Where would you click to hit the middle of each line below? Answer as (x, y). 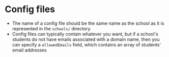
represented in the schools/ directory (51, 28)
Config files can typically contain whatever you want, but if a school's (85, 34)
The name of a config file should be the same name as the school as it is (88, 23)
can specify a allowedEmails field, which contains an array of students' (87, 44)
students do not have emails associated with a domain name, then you (86, 39)
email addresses (29, 50)
